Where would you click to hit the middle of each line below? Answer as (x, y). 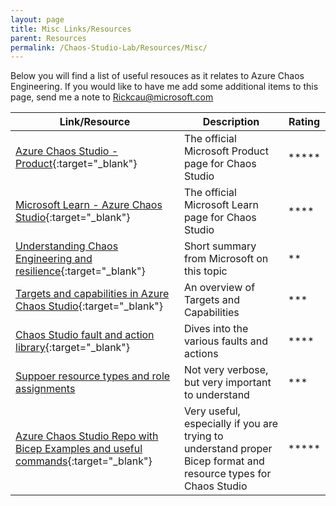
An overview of (219, 288)
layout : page (37, 19)
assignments (45, 389)
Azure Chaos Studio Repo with (87, 436)
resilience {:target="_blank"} (80, 271)
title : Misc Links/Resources (71, 29)
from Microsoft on (226, 259)
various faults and (225, 341)
